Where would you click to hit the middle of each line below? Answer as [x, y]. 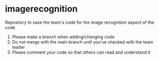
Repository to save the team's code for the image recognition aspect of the [80, 22]
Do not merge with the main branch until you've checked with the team [83, 42]
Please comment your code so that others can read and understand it [81, 52]
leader [18, 47]
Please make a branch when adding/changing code [63, 37]
